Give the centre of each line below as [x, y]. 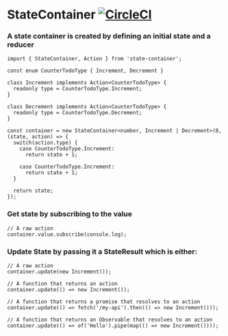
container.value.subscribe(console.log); [67, 234]
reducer [21, 45]
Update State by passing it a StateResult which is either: [102, 252]
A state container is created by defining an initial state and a [109, 36]
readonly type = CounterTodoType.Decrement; [78, 113]
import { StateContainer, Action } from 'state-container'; [95, 59]
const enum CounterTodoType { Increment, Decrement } [86, 71]
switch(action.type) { [46, 143]
